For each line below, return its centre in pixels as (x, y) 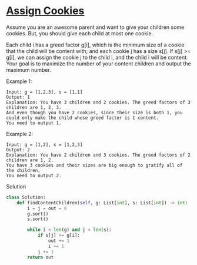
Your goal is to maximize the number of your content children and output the (98, 64)
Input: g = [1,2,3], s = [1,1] (44, 92)
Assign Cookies (45, 11)
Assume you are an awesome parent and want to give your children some (95, 27)
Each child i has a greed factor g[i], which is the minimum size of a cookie (95, 45)
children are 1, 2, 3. (34, 107)
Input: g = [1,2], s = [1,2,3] (44, 145)
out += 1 (59, 241)
